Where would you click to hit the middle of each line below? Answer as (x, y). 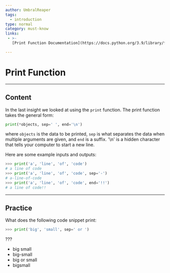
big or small (25, 260)
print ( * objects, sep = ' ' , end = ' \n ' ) (44, 124)
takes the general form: (30, 115)
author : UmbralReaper (28, 10)
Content (18, 98)
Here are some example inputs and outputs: (51, 155)
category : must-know (27, 29)
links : (12, 33)
